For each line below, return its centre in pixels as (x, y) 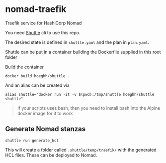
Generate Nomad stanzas (45, 129)
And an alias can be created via (37, 85)
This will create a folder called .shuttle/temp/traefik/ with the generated (81, 150)
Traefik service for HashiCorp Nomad (43, 23)
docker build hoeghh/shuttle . (38, 76)
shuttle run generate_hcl (32, 141)
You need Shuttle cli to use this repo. (43, 32)
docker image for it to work (45, 113)
